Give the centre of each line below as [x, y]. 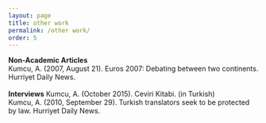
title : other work [39, 23]
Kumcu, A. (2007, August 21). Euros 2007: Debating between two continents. [133, 69]
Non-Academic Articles [48, 60]
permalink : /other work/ [49, 30]
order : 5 [23, 38]
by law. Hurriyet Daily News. [54, 111]
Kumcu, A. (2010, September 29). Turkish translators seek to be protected [129, 102]
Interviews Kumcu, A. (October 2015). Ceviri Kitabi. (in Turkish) [112, 94]
